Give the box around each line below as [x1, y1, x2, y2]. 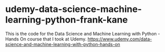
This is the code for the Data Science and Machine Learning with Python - [5, 30, 160, 36]
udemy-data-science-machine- [5, 3, 142, 15]
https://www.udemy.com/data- [87, 36, 152, 42]
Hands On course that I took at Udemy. [5, 36, 87, 42]
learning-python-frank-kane [5, 14, 128, 25]
